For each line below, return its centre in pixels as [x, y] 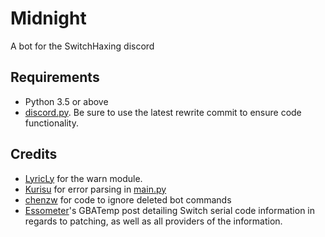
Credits [34, 154]
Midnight [48, 18]
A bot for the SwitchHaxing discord [82, 46]
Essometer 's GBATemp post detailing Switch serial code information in [170, 210]
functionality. [51, 123]
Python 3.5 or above [66, 101]
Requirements [55, 77]
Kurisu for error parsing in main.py [95, 189]
